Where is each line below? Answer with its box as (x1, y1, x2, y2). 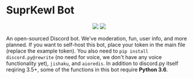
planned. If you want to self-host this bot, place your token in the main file (6, 41, 186, 48)
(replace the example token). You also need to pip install (6, 47, 149, 54)
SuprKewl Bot (6, 4, 75, 17)
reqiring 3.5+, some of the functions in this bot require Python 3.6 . (6, 66, 168, 73)
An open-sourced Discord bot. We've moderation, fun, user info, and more (6, 35, 187, 42)
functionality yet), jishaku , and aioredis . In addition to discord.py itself (6, 60, 179, 67)
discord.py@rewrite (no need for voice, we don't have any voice (6, 53, 162, 60)
